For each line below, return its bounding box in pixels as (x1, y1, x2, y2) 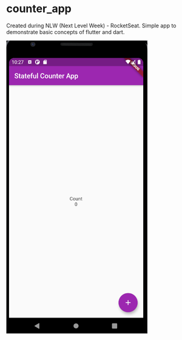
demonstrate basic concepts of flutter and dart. (6, 28, 125, 35)
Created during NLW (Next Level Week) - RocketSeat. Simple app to (6, 22, 177, 29)
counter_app (6, 2, 72, 16)
